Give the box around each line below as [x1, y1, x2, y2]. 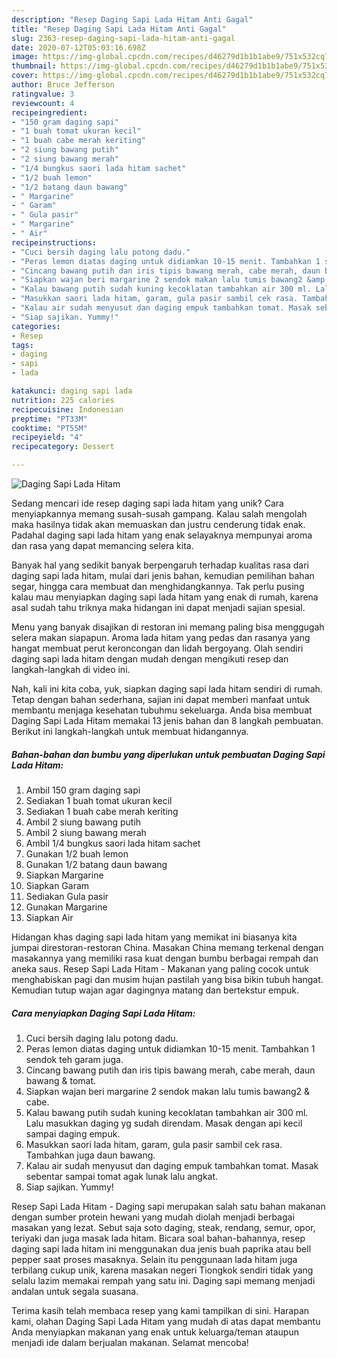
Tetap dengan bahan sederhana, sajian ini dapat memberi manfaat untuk [11, 694, 311, 705]
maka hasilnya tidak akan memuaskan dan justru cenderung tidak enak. [11, 519, 306, 530]
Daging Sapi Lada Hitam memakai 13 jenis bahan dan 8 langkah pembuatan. [11, 715, 324, 726]
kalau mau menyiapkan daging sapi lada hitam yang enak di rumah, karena [11, 591, 319, 603]
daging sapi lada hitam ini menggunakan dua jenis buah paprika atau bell [11, 1242, 312, 1255]
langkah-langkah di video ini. [11, 664, 131, 675]
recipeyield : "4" [11, 432, 84, 443]
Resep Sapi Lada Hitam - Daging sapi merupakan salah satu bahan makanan [11, 1200, 326, 1212]
